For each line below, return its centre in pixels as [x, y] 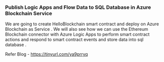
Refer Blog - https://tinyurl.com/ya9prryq [47, 54]
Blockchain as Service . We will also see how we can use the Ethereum [77, 29]
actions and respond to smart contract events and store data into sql [74, 40]
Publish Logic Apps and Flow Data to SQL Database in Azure [78, 7]
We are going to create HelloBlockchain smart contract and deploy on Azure [82, 24]
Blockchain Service [29, 13]
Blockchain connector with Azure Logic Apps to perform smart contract [77, 34]
